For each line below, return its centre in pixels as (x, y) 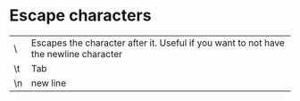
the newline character (77, 54)
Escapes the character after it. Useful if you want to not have (158, 43)
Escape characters (80, 16)
